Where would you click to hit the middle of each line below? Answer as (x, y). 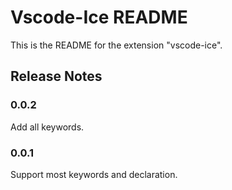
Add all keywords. (47, 127)
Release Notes (56, 76)
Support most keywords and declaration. (94, 174)
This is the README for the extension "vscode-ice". (116, 45)
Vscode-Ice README (99, 17)
